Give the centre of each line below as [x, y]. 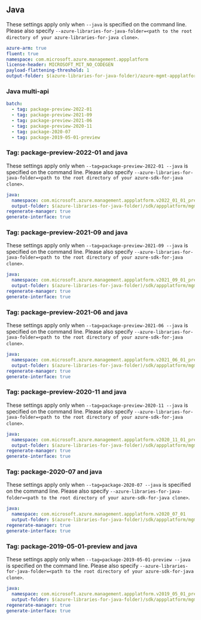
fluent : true [22, 53]
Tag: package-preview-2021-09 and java [67, 232]
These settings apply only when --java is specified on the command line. [97, 24]
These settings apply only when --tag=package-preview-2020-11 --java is [97, 405]
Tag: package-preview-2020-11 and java [66, 392]
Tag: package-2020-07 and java [54, 472]
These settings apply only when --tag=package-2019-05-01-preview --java [98, 559]
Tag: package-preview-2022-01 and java [67, 152]
